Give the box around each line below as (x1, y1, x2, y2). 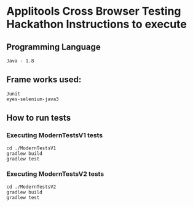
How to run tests (6, 113, 71, 123)
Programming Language (6, 42, 101, 52)
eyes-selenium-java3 (6, 96, 60, 102)
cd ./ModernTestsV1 (6, 145, 57, 151)
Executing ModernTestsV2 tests (6, 170, 104, 178)
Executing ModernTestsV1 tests (6, 131, 103, 140)
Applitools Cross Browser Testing (6, 4, 181, 18)
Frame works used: (6, 75, 82, 85)
